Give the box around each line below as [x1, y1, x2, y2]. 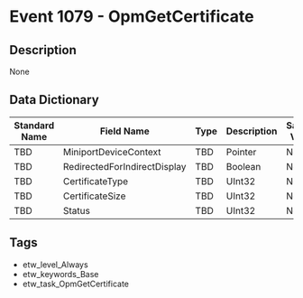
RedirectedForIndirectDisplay [62, 160, 187, 172]
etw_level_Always [22, 259, 88, 270]
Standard [14, 119, 55, 132]
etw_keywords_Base [22, 268, 99, 279]
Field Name [99, 125, 151, 137]
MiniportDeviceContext [62, 145, 161, 158]
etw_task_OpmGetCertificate [22, 278, 129, 289]
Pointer [225, 145, 257, 158]
